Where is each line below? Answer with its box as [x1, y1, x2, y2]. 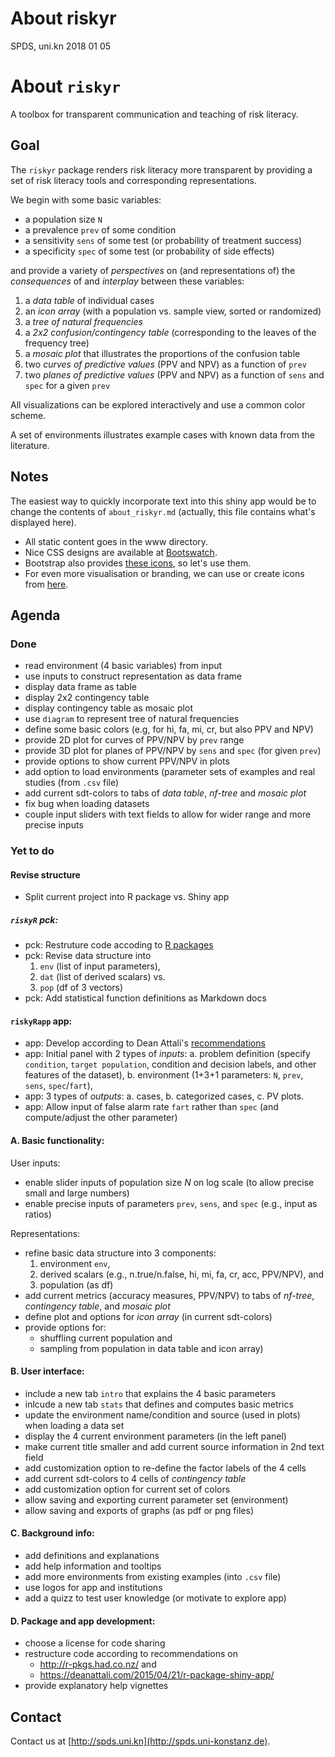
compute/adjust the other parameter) [24, 1112, 178, 1124]
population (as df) [39, 1278, 114, 1291]
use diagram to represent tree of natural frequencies [24, 713, 240, 725]
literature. [10, 439, 50, 451]
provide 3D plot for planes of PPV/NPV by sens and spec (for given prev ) [24, 745, 322, 757]
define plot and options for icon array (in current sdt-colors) [24, 1310, 273, 1322]
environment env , [39, 1257, 111, 1269]
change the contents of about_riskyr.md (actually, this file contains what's [10, 505, 316, 517]
